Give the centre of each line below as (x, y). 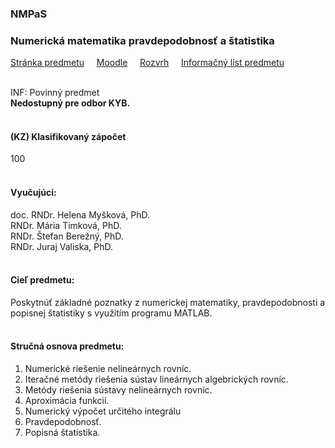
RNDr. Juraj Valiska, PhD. (61, 246)
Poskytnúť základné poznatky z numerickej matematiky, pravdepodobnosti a (168, 302)
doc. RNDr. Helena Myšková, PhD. (80, 214)
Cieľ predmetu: (42, 280)
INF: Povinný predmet (55, 93)
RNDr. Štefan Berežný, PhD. (67, 236)
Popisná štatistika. (62, 433)
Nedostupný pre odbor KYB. (70, 103)
